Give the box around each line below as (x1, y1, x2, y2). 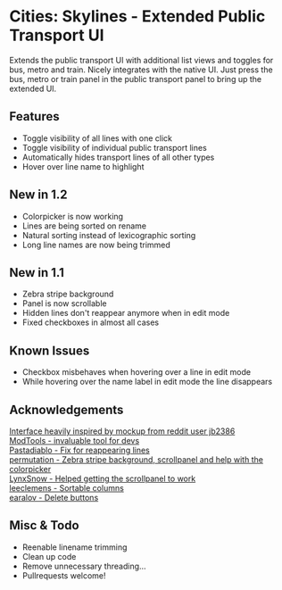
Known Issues (9, 343, 90, 358)
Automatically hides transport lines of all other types (21, 152, 215, 162)
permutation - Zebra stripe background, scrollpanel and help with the (9, 454, 263, 465)
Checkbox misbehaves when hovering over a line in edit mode (21, 367, 252, 378)
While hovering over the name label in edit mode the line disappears (21, 377, 273, 387)
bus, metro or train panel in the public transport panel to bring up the (9, 73, 261, 84)
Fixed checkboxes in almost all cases (21, 317, 159, 328)
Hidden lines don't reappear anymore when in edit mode (21, 308, 230, 319)
